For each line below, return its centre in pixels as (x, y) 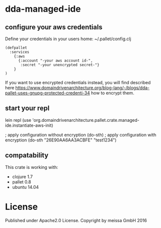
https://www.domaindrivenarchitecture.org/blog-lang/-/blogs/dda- (82, 88)
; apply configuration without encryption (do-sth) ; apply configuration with (81, 135)
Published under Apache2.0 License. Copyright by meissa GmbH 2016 (76, 220)
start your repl (27, 108)
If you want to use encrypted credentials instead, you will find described (78, 82)
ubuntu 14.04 (25, 187)
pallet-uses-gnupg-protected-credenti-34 (48, 93)
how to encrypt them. (113, 93)
